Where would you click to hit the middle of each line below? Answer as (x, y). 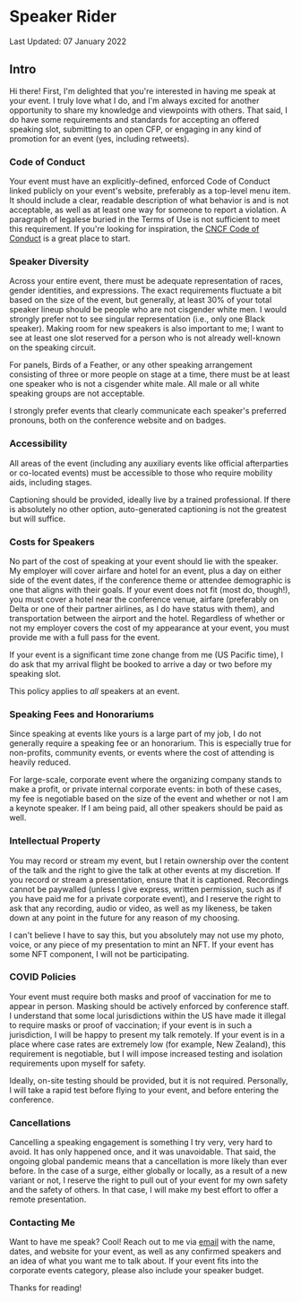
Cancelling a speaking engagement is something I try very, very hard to (141, 1143)
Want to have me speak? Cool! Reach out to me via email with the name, (142, 1242)
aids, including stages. (51, 482)
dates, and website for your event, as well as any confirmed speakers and (146, 1252)
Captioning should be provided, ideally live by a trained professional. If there (150, 500)
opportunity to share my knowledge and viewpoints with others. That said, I (149, 110)
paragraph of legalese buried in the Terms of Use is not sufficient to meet (145, 219)
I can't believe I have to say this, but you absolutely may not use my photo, (147, 935)
